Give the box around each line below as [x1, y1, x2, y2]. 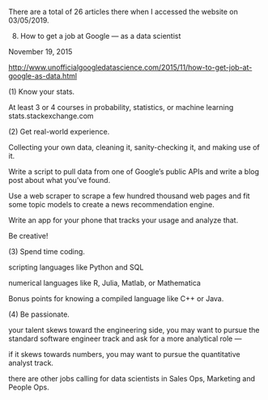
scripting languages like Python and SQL [8, 262, 144, 272]
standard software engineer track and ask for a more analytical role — [8, 334, 242, 343]
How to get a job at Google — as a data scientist [19, 32, 181, 40]
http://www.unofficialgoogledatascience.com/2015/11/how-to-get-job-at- [8, 62, 253, 72]
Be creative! [8, 231, 49, 240]
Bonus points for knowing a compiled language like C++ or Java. [8, 294, 224, 303]
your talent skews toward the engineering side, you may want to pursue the [8, 326, 260, 334]
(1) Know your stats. [8, 87, 75, 96]
